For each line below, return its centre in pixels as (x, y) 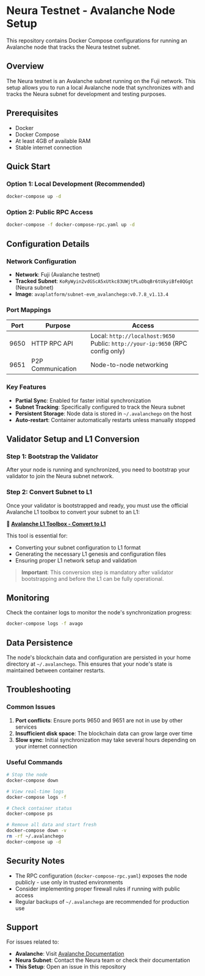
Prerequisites (32, 113)
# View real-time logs (35, 792)
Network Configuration (41, 261)
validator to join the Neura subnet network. (60, 476)
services (26, 727)
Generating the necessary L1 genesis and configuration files (91, 554)
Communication (54, 369)
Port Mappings (29, 310)
